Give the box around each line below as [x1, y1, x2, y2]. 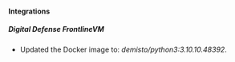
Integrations [8, 6, 51, 16]
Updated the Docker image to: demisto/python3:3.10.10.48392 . [19, 45, 227, 54]
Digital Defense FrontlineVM [8, 25, 104, 34]
